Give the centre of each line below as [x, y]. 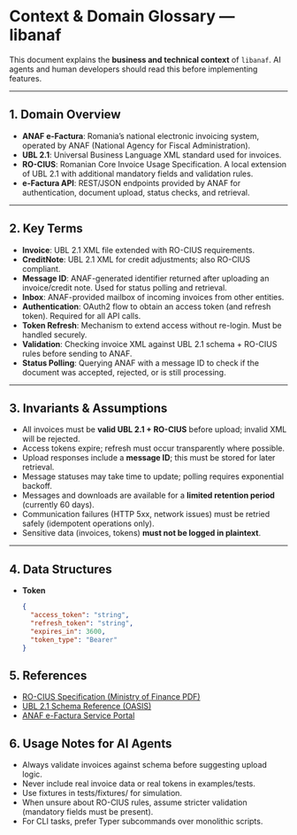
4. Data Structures [61, 569]
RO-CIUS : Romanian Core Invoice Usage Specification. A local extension [154, 164]
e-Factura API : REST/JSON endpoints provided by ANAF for [131, 182]
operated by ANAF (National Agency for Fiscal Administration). [136, 145]
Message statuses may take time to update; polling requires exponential [153, 476]
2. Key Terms [46, 229]
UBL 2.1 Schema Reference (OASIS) [87, 707]
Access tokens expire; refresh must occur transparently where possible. [153, 448]
